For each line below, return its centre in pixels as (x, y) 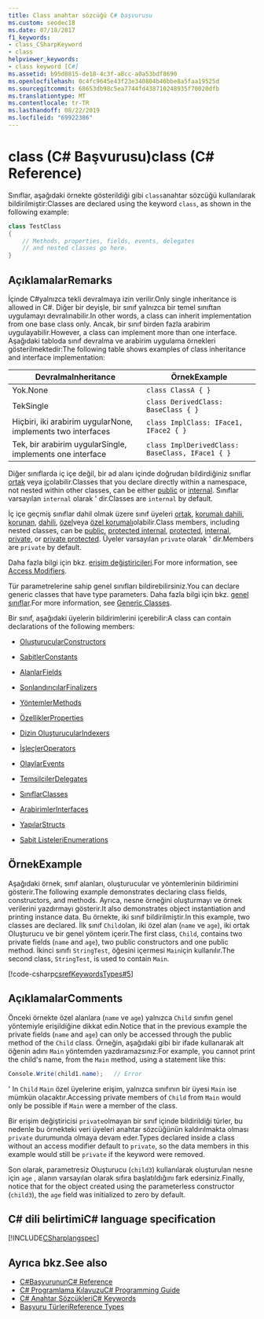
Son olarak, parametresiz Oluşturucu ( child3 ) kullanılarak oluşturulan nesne (130, 1170)
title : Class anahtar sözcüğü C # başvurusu (81, 15)
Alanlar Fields (40, 672)
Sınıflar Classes (44, 794)
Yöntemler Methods (50, 702)
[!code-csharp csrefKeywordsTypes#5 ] (71, 974)
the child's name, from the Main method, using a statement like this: (117, 1059)
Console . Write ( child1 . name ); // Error (75, 1074)
